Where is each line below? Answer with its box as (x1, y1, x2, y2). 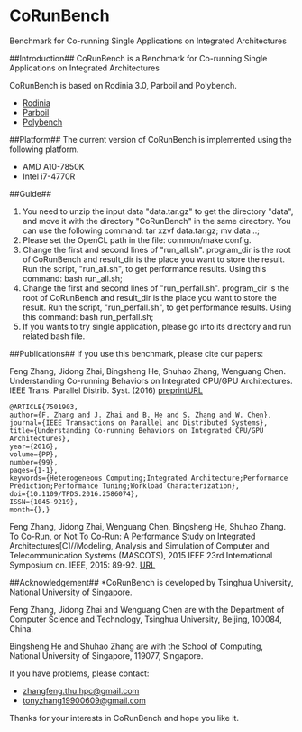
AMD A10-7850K (22, 161, 85, 172)
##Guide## (9, 188, 52, 199)
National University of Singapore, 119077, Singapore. (9, 650, 204, 661)
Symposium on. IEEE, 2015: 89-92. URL (9, 559, 156, 570)
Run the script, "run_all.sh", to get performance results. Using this (22, 263, 267, 274)
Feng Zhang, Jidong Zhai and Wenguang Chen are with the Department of (9, 604, 285, 615)
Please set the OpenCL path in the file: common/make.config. (22, 234, 252, 245)
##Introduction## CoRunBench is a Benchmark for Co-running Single (9, 52, 268, 63)
